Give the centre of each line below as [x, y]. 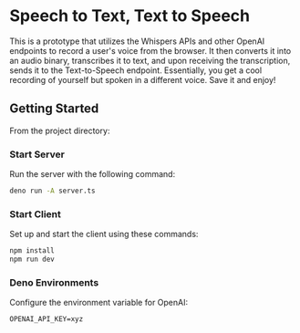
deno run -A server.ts [52, 191]
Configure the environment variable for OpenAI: [99, 303]
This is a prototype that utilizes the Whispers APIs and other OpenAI [137, 41]
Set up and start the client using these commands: [104, 234]
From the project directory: [60, 130]
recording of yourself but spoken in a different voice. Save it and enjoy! [143, 79]
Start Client [36, 213]
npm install [32, 251]
